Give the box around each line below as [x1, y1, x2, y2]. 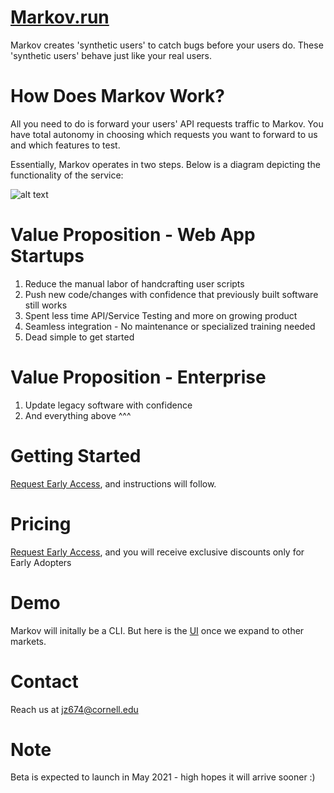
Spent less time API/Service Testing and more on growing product [24, 309, 298, 321]
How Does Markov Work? [10, 85, 225, 108]
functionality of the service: [10, 169, 124, 181]
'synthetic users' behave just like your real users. [10, 49, 212, 61]
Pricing [10, 512, 72, 535]
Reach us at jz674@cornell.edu [10, 703, 139, 715]
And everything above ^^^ [24, 409, 132, 421]
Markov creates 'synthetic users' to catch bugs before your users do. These [10, 39, 324, 51]
